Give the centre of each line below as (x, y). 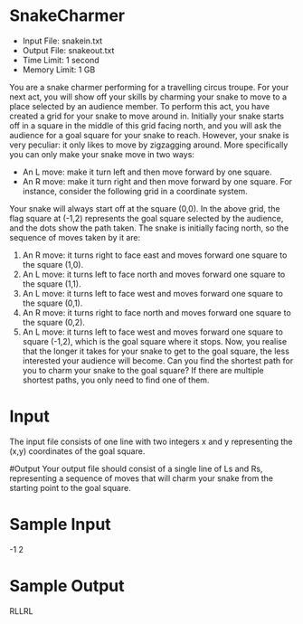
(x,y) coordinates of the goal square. (77, 451)
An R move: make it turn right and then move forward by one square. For (157, 181)
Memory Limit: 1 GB (59, 70)
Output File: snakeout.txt (68, 50)
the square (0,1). (52, 303)
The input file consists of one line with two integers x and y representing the (151, 441)
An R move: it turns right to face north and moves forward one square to (156, 312)
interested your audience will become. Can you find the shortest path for (158, 360)
